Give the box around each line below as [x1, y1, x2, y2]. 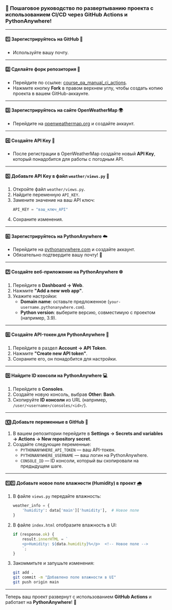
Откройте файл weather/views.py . [12, 186, 85, 193]
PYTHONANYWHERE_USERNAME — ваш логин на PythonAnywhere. [20, 452, 148, 458]
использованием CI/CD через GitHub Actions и [5, 11, 128, 18]
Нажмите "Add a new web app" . [12, 287, 83, 293]
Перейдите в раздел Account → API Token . [12, 345, 107, 351]
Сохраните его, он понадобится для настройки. [12, 355, 117, 362]
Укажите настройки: [12, 293, 57, 299]
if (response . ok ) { [12, 532, 55, 537]
